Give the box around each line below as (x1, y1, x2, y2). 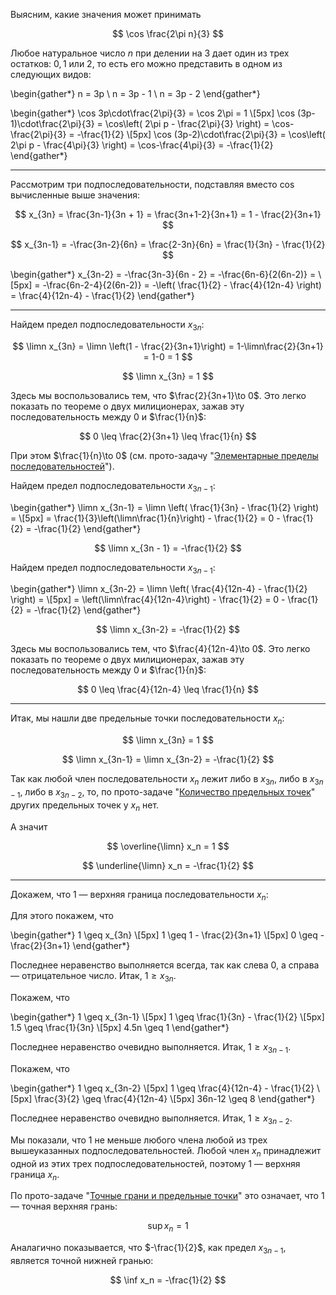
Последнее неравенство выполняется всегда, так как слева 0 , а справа (10, 959, 320, 971)
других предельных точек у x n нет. (10, 799, 160, 813)
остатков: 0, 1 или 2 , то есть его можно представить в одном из (10, 58, 283, 69)
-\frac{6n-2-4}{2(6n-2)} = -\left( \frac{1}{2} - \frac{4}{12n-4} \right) (42, 279, 322, 291)
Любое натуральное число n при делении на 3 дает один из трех (10, 47, 290, 59)
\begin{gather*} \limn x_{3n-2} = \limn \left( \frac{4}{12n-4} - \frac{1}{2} (10, 583, 308, 595)
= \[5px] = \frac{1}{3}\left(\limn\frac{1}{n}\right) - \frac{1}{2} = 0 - (10, 512, 281, 524)
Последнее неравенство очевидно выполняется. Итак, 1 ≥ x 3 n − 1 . (10, 1041, 292, 1055)
